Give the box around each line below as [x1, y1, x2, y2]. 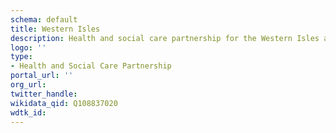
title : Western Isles [10, 24, 101, 34]
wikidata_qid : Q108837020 [10, 98, 118, 108]
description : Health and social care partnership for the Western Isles [10, 33, 320, 43]
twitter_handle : [10, 89, 78, 99]
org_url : [10, 80, 47, 90]
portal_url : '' [10, 71, 74, 81]
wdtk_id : [10, 107, 47, 118]
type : [10, 52, 33, 62]
